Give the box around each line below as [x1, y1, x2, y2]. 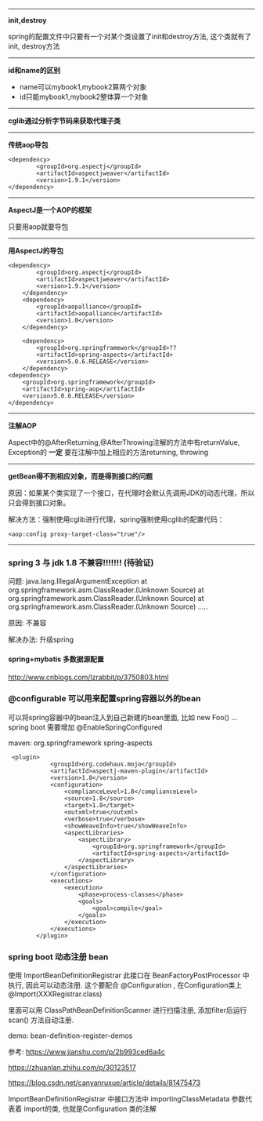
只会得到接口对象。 [8, 498, 70, 507]
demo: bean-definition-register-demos [8, 1031, 133, 1040]
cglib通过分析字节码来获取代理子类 [8, 116, 121, 126]
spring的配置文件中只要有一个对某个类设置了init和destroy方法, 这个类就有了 [8, 32, 252, 41]
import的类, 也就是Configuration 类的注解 [23, 1104, 157, 1114]
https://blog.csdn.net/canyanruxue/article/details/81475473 [8, 1078, 201, 1087]
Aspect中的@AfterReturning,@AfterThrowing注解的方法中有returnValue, [8, 438, 240, 447]
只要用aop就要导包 [8, 222, 69, 231]
